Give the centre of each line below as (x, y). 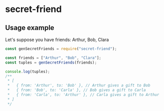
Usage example (30, 28)
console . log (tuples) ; (28, 71)
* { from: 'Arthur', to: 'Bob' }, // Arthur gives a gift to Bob (79, 85)
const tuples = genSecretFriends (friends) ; (51, 62)
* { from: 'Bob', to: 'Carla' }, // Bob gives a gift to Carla (77, 90)
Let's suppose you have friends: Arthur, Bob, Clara (57, 39)
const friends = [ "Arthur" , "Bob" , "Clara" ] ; (53, 58)
